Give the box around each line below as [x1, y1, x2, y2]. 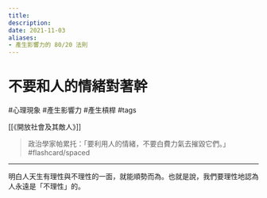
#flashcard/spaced [27, 148, 91, 158]
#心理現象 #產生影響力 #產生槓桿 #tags [8, 105, 137, 115]
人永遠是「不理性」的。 [8, 181, 85, 191]
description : [8, 19, 52, 27]
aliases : [8, 33, 37, 42]
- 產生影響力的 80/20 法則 [8, 41, 88, 49]
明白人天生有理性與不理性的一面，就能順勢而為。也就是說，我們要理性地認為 [8, 172, 259, 181]
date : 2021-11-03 [8, 26, 66, 34]
